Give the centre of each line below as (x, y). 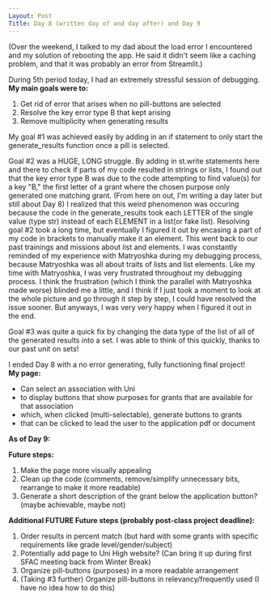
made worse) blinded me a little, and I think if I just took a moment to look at (135, 290)
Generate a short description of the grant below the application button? (139, 496)
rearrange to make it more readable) (80, 487)
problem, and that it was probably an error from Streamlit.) (106, 64)
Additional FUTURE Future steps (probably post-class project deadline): (131, 520)
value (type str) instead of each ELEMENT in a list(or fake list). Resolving (129, 221)
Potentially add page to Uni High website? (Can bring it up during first (136, 553)
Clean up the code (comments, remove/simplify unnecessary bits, (130, 479)
